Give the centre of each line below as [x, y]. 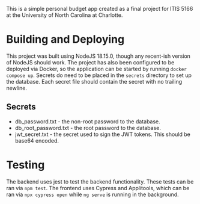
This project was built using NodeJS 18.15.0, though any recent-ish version [98, 56]
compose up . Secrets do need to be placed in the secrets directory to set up [99, 75]
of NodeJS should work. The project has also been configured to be [90, 62]
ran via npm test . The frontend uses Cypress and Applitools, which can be [98, 188]
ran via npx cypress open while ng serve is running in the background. [92, 194]
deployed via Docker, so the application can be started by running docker [97, 69]
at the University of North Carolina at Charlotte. [65, 15]
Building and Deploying [65, 39]
